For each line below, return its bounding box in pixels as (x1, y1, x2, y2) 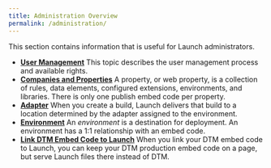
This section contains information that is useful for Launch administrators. (8, 41, 256, 51)
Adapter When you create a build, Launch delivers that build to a (19, 100, 237, 110)
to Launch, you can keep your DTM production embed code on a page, (19, 143, 258, 153)
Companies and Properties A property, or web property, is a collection (19, 74, 258, 84)
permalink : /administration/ (8, 19, 107, 27)
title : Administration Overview (8, 11, 118, 20)
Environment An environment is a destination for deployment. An (19, 117, 239, 127)
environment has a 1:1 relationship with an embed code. (19, 126, 206, 136)
